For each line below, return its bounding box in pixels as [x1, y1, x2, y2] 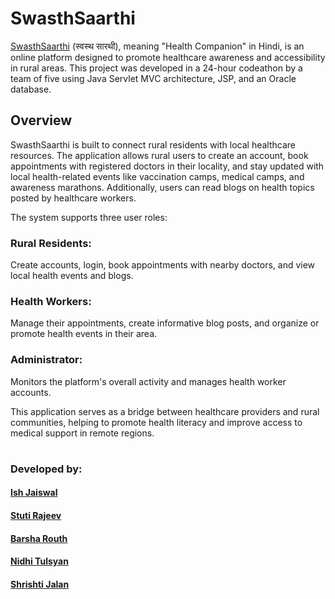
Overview [10, 112, 73, 129]
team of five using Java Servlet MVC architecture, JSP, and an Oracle [10, 72, 297, 84]
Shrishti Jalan [10, 578, 70, 590]
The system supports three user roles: [10, 211, 168, 223]
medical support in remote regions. [10, 427, 155, 439]
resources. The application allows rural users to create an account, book [10, 149, 309, 161]
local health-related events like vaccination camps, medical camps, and [10, 170, 305, 182]
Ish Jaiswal [10, 487, 58, 499]
